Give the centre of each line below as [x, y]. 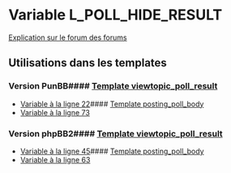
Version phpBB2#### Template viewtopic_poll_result [115, 133]
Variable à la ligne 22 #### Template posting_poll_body [112, 104]
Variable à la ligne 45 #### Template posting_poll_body [112, 151]
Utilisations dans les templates [88, 63]
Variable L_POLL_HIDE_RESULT [115, 15]
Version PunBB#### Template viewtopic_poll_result [113, 86]
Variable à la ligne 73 [55, 112]
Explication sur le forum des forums [68, 37]
